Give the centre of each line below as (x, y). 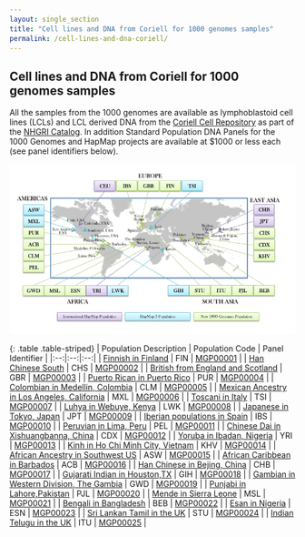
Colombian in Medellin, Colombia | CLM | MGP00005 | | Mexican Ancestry (148, 388)
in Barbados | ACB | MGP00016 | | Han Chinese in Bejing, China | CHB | (143, 465)
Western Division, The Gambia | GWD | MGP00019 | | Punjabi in (128, 484)
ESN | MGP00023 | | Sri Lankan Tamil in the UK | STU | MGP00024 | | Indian (152, 513)
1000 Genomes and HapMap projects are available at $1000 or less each (145, 142)
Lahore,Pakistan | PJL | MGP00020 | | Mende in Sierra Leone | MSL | (138, 494)
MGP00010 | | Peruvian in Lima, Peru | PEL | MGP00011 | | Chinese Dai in (145, 426)
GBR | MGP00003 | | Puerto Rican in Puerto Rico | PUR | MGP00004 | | (142, 378)
